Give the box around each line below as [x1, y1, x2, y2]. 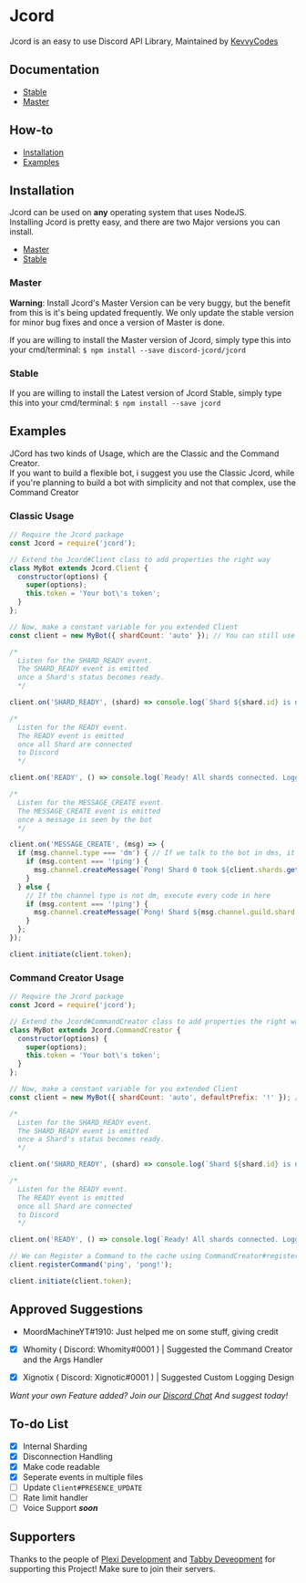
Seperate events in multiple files [22, 1471, 144, 1483]
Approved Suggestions [9, 1302, 144, 1317]
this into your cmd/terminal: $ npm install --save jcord [9, 397, 221, 408]
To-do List [9, 1416, 69, 1432]
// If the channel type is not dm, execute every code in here [25, 890, 271, 900]
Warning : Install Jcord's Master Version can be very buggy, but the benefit [9, 297, 291, 308]
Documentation [9, 62, 100, 78]
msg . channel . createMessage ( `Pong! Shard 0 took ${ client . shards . [33, 866, 287, 875]
